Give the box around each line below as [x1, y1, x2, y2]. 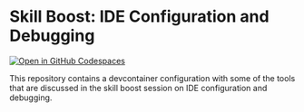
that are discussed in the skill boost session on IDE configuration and [9, 82, 268, 93]
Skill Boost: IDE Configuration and [9, 6, 270, 27]
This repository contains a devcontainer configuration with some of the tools [9, 72, 296, 83]
